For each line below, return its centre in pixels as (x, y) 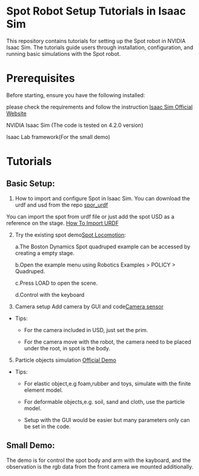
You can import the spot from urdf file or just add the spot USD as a (90, 216)
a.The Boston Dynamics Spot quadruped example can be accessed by (103, 246)
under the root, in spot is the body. (67, 348)
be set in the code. (47, 426)
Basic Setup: (31, 184)
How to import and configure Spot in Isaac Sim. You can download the (103, 198)
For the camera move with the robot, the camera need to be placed (108, 342)
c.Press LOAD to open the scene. (56, 283)
